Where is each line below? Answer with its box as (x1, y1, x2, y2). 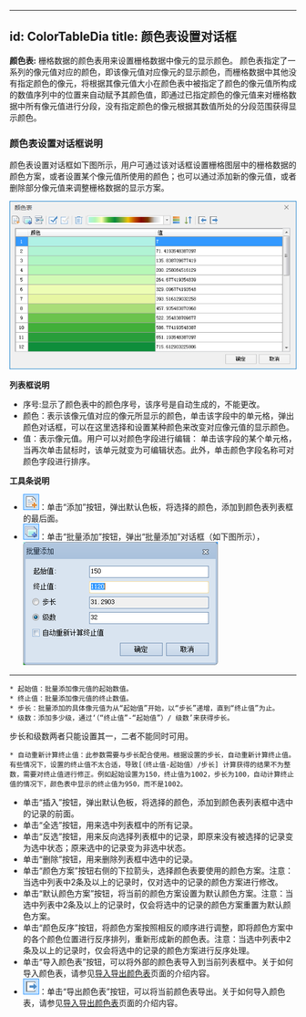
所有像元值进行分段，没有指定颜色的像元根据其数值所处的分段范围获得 (25, 100, 289, 111)
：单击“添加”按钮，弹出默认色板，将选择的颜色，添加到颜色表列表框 (38, 502, 294, 513)
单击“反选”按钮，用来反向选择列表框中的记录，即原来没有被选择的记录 (22, 831, 286, 842)
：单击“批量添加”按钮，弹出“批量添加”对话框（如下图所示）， (38, 531, 265, 543)
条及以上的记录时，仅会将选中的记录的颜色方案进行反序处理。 (22, 945, 255, 956)
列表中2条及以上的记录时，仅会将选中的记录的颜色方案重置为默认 (38, 899, 284, 910)
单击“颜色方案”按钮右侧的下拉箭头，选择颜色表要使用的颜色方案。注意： (22, 866, 294, 877)
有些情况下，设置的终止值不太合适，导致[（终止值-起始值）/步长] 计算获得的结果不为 (9, 761, 284, 770)
